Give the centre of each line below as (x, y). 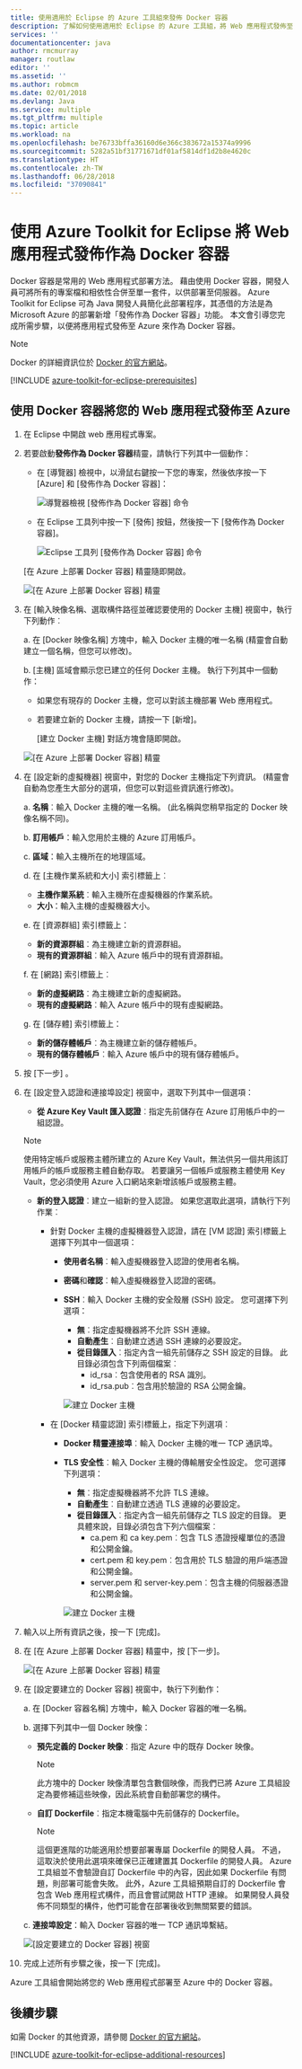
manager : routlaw (43, 59)
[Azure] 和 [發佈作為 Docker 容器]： (102, 483)
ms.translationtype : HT (55, 159)
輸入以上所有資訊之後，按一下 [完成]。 (94, 1631)
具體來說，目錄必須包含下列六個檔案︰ (147, 1526)
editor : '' (30, 68)
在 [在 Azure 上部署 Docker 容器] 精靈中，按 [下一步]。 (124, 1650)
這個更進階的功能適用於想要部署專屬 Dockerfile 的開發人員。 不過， (161, 1849)
